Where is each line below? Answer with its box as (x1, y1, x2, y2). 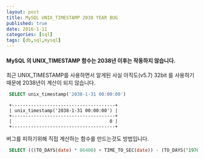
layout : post (6, 9, 39, 15)
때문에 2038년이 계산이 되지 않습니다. (6, 79, 96, 87)
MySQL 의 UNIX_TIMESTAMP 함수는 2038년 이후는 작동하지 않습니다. (6, 57, 176, 64)
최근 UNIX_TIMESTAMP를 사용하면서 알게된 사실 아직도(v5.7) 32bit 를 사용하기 (6, 71, 195, 79)
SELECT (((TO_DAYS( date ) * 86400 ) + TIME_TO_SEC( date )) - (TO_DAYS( (8, 147, 186, 154)
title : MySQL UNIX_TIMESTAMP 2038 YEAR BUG (6, 15, 118, 21)
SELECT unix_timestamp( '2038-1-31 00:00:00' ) (8, 91, 126, 97)
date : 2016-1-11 (6, 26, 47, 32)
